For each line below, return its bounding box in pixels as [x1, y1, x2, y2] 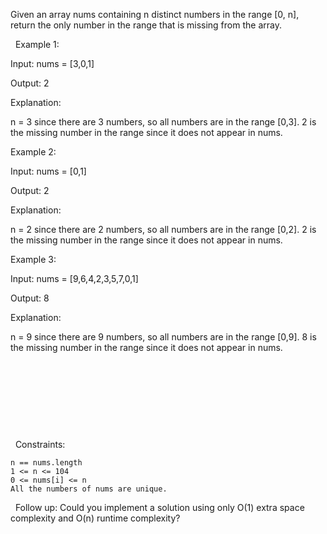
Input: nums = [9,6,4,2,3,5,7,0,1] [10, 273, 139, 284]
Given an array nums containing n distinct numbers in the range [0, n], [10, 9, 300, 20]
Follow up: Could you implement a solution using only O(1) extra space [14, 502, 305, 513]
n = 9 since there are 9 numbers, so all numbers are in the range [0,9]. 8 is [10, 331, 317, 343]
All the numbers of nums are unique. [10, 484, 168, 494]
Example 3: [10, 254, 57, 265]
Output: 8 [10, 292, 50, 304]
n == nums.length [10, 458, 83, 468]
